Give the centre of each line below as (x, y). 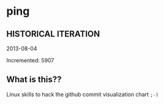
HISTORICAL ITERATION (53, 34)
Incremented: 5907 (30, 60)
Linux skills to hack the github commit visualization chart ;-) (83, 94)
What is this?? (34, 80)
